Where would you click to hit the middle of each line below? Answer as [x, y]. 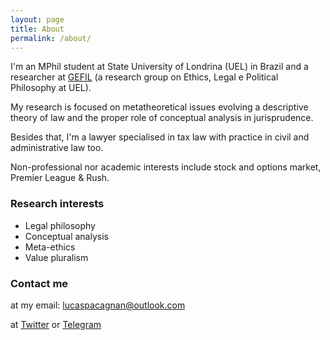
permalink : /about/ [51, 38]
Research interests [57, 204]
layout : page [37, 19]
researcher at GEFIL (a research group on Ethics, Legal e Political [144, 77]
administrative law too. [57, 148]
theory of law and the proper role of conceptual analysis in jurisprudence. [162, 118]
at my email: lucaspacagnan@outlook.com [98, 305]
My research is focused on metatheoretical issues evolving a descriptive [159, 107]
